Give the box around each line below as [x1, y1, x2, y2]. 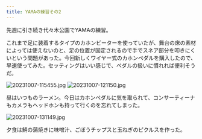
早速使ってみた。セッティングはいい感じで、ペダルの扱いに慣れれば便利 [6, 62, 185, 69]
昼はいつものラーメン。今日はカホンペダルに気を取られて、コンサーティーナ [6, 94, 195, 101]
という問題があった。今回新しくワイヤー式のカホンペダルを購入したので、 [11, 54, 197, 61]
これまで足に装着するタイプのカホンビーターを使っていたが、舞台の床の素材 [6, 39, 197, 46]
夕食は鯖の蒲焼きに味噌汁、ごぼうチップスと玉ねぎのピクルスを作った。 [6, 126, 186, 133]
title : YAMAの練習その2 [6, 8, 62, 15]
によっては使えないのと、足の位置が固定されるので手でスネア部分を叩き [6, 47, 186, 54]
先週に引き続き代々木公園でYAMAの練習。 [6, 26, 112, 33]
